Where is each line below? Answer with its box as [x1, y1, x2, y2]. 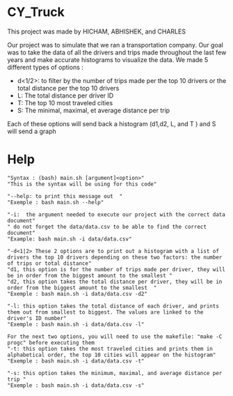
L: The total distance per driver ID [17, 91, 114, 100]
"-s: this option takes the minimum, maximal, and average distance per [7, 370, 223, 376]
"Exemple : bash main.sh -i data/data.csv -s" [7, 381, 145, 389]
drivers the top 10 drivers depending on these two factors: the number [7, 254, 223, 261]
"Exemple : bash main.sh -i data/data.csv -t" [7, 357, 145, 365]
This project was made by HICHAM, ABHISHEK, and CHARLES [7, 27, 186, 36]
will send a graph [7, 127, 57, 135]
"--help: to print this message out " [7, 192, 123, 199]
